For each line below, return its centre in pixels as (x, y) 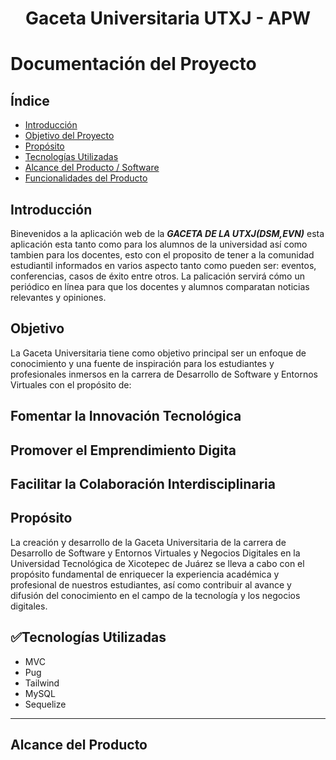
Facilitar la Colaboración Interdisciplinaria (143, 483)
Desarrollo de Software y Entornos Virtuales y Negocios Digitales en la (155, 553)
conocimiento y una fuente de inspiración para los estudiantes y (142, 363)
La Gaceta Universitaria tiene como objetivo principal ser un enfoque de (158, 353)
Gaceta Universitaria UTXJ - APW (168, 18)
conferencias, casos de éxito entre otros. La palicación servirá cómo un (157, 276)
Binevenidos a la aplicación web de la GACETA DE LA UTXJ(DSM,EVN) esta (167, 233)
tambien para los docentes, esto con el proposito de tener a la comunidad (162, 255)
